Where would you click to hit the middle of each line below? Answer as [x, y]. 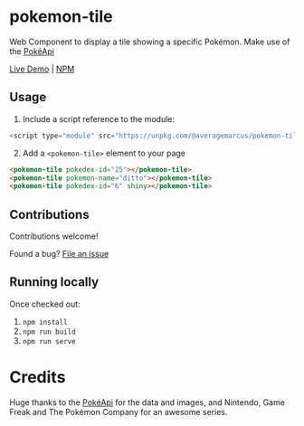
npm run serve [49, 341]
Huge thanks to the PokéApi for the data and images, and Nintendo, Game [147, 402]
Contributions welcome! [54, 236]
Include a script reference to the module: [98, 118]
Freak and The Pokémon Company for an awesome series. [119, 412]
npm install [45, 322]
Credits [38, 378]
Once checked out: [45, 304]
